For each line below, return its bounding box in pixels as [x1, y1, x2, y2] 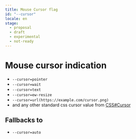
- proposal [9, 25, 32, 30]
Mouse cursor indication [5, 60, 107, 71]
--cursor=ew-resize [12, 92, 52, 98]
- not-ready [9, 39, 34, 44]
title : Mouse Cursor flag [5, 7, 58, 12]
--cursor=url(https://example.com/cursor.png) [12, 98, 109, 102]
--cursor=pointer [12, 77, 48, 82]
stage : [5, 20, 19, 26]
